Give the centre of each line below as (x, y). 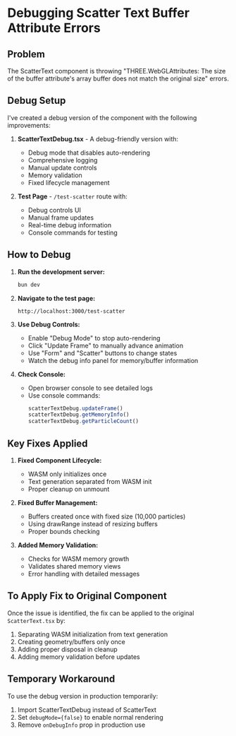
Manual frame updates (61, 218)
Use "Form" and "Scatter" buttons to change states (103, 353)
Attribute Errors (54, 28)
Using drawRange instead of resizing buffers (93, 523)
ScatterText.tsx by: (36, 620)
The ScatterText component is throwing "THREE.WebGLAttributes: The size (117, 71)
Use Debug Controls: (49, 324)
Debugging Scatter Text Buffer (99, 13)
